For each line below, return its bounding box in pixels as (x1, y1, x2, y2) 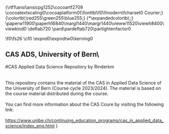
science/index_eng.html (5, 122, 55, 128)
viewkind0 (5, 26, 27, 32)
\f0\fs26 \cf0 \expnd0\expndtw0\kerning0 (5, 35, 93, 41)
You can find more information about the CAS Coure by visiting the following (5, 101, 164, 107)
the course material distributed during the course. (5, 91, 108, 97)
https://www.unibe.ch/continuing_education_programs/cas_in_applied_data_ (5, 117, 164, 123)
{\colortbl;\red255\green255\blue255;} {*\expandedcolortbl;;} (5, 15, 134, 21)
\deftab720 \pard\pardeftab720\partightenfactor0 (27, 26, 131, 32)
